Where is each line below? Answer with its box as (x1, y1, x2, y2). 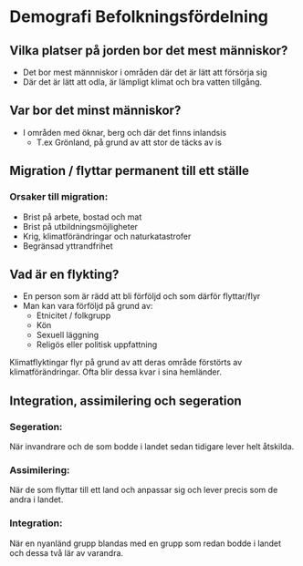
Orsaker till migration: (9, 190, 109, 203)
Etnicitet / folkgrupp (36, 310, 111, 321)
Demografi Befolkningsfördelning (9, 6, 269, 27)
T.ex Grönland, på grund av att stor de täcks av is (36, 137, 222, 148)
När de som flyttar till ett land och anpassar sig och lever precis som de (9, 485, 278, 496)
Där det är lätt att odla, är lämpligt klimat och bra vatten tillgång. (22, 77, 263, 87)
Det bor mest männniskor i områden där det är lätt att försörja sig (22, 67, 267, 77)
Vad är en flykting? (9, 266, 120, 282)
